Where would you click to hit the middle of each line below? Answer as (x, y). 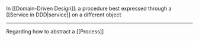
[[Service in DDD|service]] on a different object (64, 15)
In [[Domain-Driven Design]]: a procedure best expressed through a (89, 8)
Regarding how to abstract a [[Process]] (55, 31)
